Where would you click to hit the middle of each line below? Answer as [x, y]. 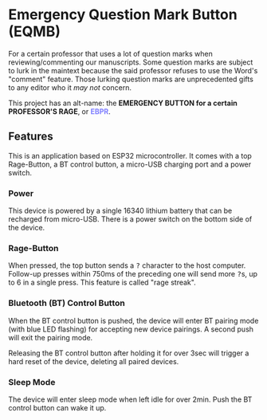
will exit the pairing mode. [51, 337]
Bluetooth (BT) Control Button [67, 303]
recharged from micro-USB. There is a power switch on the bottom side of [130, 219]
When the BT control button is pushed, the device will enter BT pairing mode [133, 320]
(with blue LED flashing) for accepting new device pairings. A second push [131, 329]
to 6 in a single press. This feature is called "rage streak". [102, 283]
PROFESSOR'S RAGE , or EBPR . [60, 111]
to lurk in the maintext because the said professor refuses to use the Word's [133, 70]
